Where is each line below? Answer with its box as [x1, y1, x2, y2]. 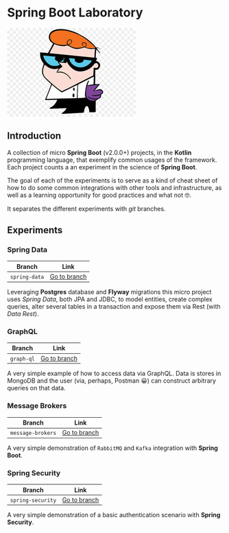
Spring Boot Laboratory [7, 5, 143, 21]
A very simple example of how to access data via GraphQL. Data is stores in [7, 369, 221, 378]
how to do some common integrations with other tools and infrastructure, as [7, 183, 222, 191]
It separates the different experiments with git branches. [7, 204, 166, 213]
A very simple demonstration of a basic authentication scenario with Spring [7, 511, 221, 519]
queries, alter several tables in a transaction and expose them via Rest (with [7, 302, 221, 310]
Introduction [7, 130, 62, 142]
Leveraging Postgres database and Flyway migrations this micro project [7, 287, 212, 296]
